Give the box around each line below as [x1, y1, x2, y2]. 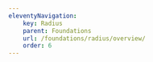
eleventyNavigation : [8, 11, 78, 20]
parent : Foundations [23, 27, 92, 35]
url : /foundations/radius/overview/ [23, 34, 147, 43]
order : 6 [23, 42, 52, 50]
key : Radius [23, 19, 63, 27]
